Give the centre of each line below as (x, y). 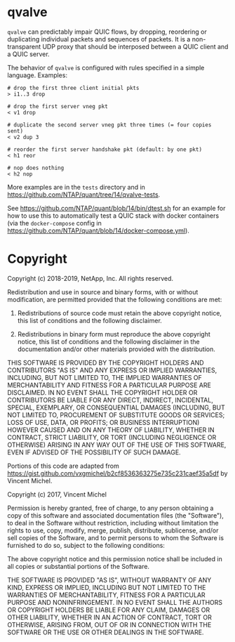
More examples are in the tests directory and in (76, 187)
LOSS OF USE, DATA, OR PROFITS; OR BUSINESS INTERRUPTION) (103, 422)
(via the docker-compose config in (54, 223)
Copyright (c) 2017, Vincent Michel (57, 494)
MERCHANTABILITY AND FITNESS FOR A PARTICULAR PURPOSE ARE (109, 385)
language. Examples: (38, 75)
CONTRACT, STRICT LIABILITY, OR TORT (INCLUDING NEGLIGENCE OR (112, 437)
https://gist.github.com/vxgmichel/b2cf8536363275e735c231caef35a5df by (117, 473)
